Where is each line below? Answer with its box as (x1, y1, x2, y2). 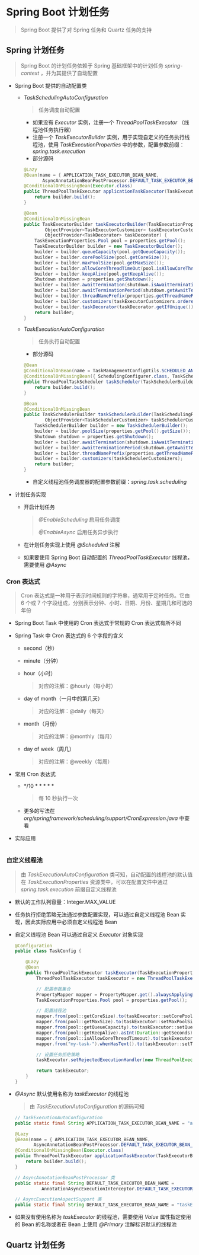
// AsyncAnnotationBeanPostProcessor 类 (14, 1174, 115, 1180)
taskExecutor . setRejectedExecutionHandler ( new (36, 1057, 153, 1063)
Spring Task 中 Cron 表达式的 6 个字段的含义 (14, 632, 124, 639)
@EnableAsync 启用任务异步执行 (38, 529, 118, 535)
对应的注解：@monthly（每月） (38, 733, 115, 740)
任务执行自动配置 (38, 338, 81, 345)
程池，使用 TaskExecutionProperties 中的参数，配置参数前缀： (32, 140, 185, 148)
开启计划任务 (23, 503, 55, 510)
